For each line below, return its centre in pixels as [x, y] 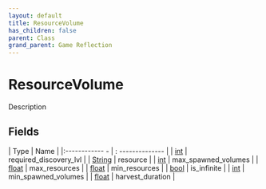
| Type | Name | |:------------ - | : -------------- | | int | [98, 151]
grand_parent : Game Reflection [60, 45]
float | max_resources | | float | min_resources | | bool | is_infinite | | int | [127, 167]
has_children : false [43, 30]
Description [27, 107]
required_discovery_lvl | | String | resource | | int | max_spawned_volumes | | [133, 159]
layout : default [35, 16]
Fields [24, 132]
